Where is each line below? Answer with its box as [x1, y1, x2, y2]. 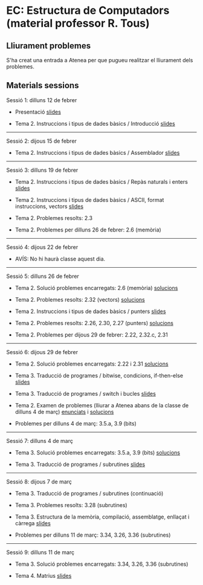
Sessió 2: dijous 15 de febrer [6, 137, 77, 144]
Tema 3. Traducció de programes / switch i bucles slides [14, 390, 156, 397]
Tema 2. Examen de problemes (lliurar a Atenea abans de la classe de [14, 401, 189, 409]
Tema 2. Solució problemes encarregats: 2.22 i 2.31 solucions [14, 360, 169, 367]
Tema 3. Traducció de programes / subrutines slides [14, 461, 146, 468]
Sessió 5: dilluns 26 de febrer [6, 273, 80, 280]
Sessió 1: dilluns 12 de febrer [6, 96, 77, 103]
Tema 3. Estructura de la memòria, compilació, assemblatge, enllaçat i [14, 513, 190, 520]
